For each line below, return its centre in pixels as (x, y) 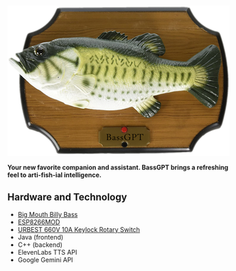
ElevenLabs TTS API (47, 252)
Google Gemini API (45, 260)
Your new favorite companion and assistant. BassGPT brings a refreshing (118, 167)
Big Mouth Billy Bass (48, 214)
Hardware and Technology (67, 197)
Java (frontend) (41, 237)
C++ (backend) (40, 245)
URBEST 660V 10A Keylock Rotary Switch (79, 229)
